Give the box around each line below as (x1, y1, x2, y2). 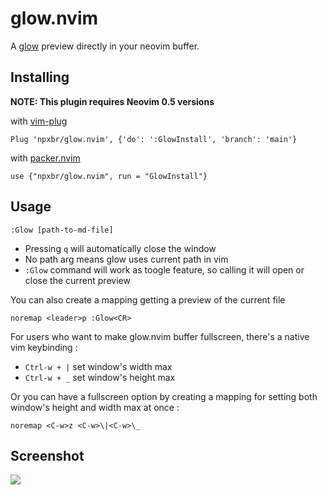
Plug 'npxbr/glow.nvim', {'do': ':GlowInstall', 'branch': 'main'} (10, 134, 298, 144)
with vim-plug (10, 115, 68, 127)
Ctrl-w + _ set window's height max (24, 371, 176, 383)
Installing (10, 69, 70, 86)
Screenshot (10, 447, 85, 464)
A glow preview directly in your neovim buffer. (10, 40, 200, 52)
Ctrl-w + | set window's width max (24, 360, 173, 372)
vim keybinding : (10, 341, 78, 353)
